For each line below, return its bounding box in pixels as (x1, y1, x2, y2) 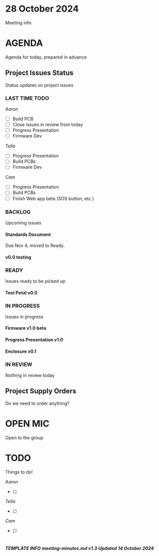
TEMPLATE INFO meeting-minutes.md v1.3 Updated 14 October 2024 (5, 545, 154, 551)
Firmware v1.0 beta (5, 325, 46, 331)
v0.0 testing (5, 254, 32, 260)
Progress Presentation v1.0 (5, 337, 64, 343)
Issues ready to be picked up (5, 278, 66, 284)
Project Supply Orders (5, 387, 77, 396)
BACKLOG (5, 208, 31, 215)
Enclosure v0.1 (5, 348, 37, 354)
